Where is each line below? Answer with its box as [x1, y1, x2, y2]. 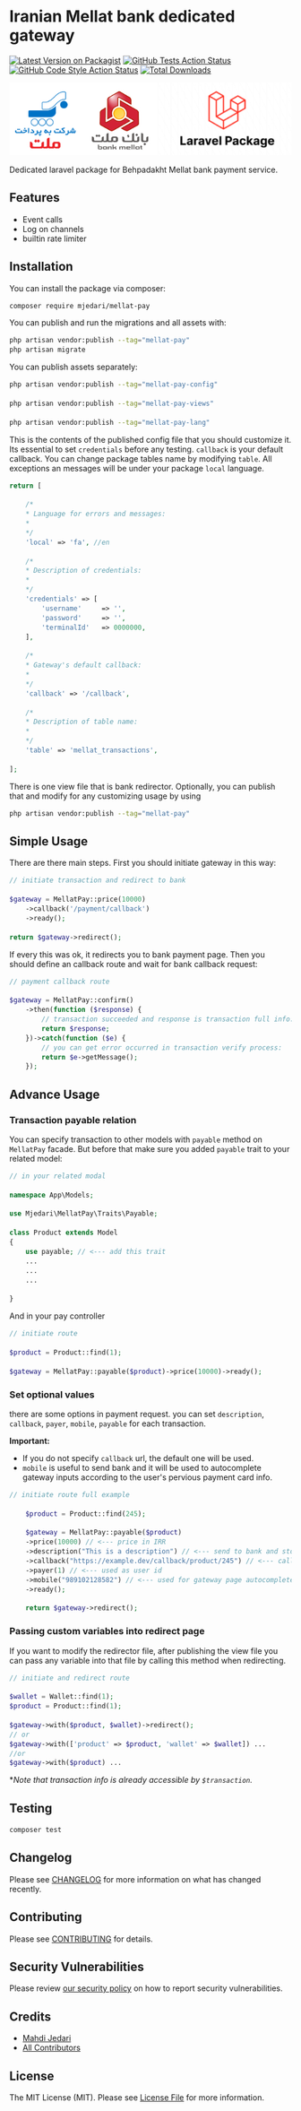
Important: [9, 1435, 50, 1446]
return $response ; [41, 1024, 110, 1033]
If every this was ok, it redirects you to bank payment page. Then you [9, 948, 266, 960]
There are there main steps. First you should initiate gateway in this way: [9, 858, 277, 869]
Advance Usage [9, 1086, 100, 1102]
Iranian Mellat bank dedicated [9, 6, 236, 27]
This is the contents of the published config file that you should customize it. [9, 434, 292, 445]
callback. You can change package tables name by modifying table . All [9, 453, 272, 463]
